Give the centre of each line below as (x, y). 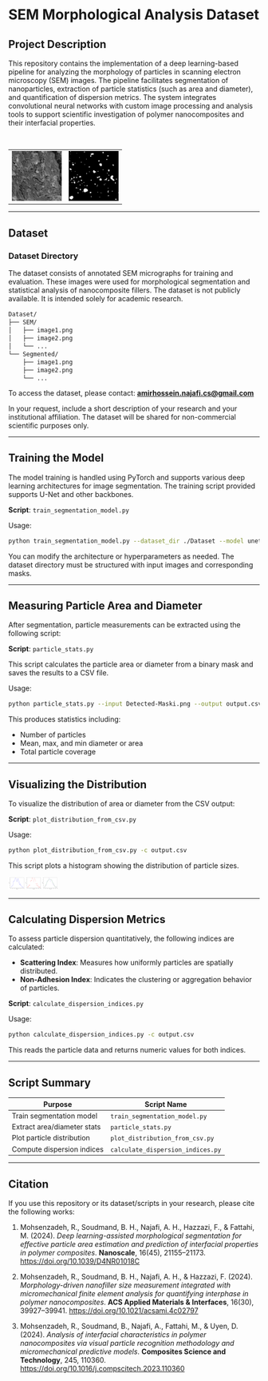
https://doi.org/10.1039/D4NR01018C (80, 1261)
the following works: (41, 1212)
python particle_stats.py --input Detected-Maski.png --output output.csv (135, 704)
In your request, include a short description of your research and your (123, 408)
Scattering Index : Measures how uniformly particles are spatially (126, 963)
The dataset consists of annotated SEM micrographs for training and (121, 273)
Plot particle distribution (51, 1138)
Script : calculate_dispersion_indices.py (76, 1004)
